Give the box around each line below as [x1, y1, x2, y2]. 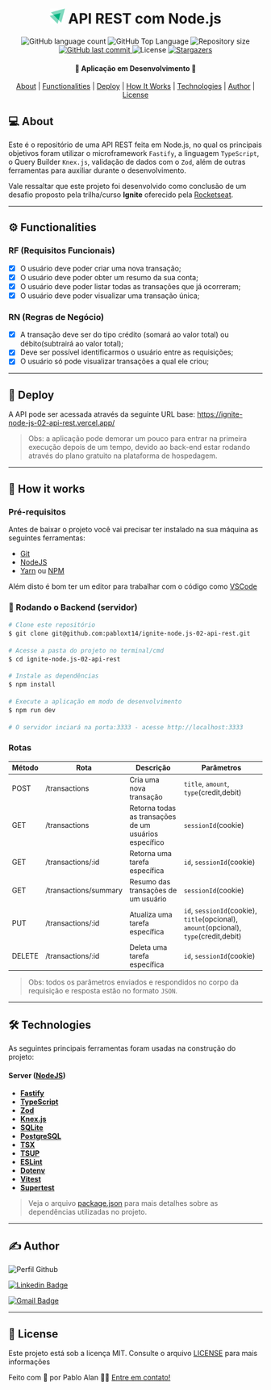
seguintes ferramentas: [8, 533, 86, 543]
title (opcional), [183, 913, 238, 924]
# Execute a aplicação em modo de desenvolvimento [8, 698, 182, 706]
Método [11, 763, 39, 773]
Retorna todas [129, 803, 176, 813]
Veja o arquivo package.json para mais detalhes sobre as [27, 1199, 219, 1208]
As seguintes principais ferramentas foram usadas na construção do [8, 1044, 236, 1053]
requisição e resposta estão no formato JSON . [27, 986, 178, 996]
